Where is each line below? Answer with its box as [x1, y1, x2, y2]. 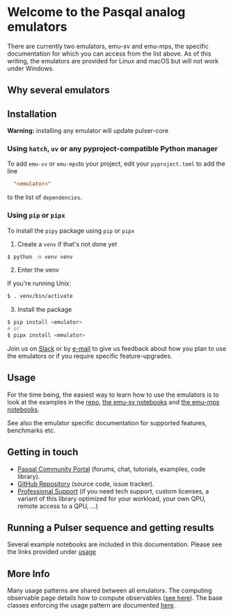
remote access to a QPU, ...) [17, 502, 99, 510]
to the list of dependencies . [7, 193, 82, 202]
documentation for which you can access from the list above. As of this [7, 49, 211, 58]
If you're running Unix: [7, 279, 72, 287]
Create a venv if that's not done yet [17, 239, 118, 248]
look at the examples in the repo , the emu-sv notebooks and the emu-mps [7, 397, 220, 406]
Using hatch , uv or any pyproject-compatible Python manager [7, 144, 218, 154]
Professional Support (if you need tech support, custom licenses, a [17, 487, 209, 495]
